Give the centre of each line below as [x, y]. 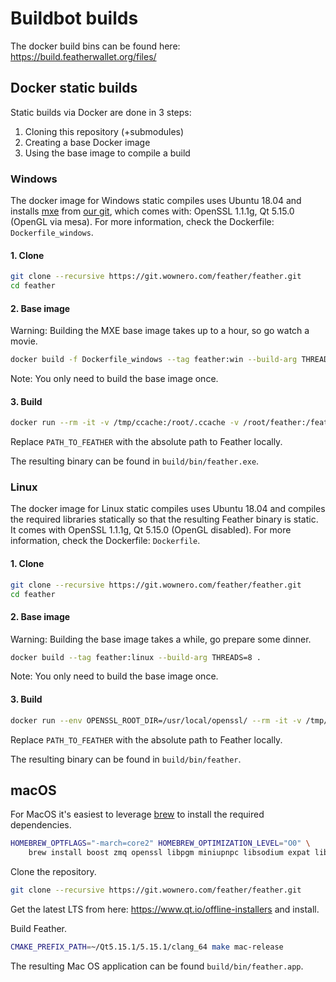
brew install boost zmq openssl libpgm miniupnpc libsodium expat [169, 853]
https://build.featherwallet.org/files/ [83, 56]
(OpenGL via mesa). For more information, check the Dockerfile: [142, 222]
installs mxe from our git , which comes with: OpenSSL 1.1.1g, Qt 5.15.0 [152, 211]
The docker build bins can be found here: [95, 46]
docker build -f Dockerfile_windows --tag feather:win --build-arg [154, 360]
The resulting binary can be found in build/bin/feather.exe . [135, 461]
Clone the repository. [53, 872]
